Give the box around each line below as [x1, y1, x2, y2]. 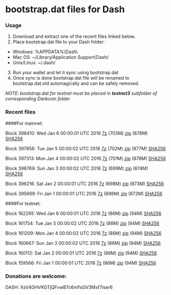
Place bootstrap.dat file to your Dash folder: [12, 39, 105, 45]
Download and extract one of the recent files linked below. [12, 33, 136, 39]
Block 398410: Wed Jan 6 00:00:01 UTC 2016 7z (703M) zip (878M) [5, 130, 148, 136]
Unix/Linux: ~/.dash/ [12, 60, 56, 66]
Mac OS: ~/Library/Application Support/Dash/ [12, 54, 109, 60]
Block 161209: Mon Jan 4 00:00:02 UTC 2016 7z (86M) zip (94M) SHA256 [5, 230, 162, 236]
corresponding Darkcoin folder [5, 96, 70, 102]
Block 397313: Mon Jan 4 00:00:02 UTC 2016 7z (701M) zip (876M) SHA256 [5, 155, 166, 162]
